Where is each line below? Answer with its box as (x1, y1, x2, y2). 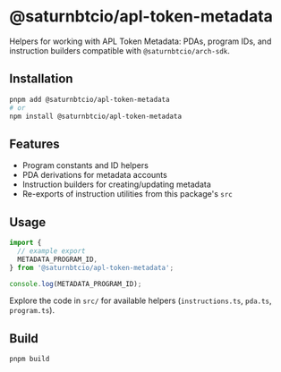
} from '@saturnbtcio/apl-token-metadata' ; (9, 263, 175, 272)
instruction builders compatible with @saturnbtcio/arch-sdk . (9, 45, 231, 55)
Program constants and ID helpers (21, 160, 149, 171)
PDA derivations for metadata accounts (21, 170, 167, 181)
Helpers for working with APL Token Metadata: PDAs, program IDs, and (9, 36, 272, 46)
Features (9, 136, 60, 151)
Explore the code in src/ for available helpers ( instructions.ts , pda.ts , (9, 295, 272, 306)
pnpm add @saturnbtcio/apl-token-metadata (9, 95, 170, 104)
